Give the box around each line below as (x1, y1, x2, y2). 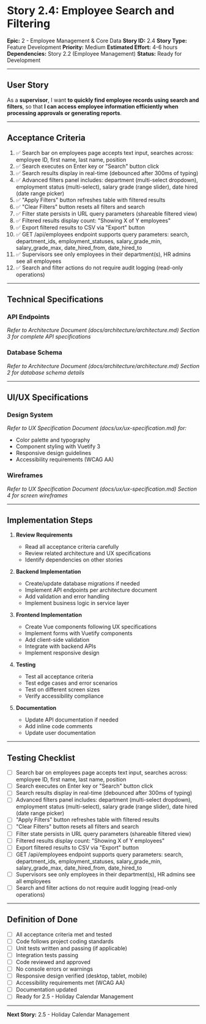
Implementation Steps (7, 515, 94, 525)
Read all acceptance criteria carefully (24, 543, 119, 551)
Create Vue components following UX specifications (24, 623, 157, 631)
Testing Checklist (7, 753, 75, 763)
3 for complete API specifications (7, 333, 91, 341)
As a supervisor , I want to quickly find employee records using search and (7, 96, 199, 104)
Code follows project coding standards (15, 938, 114, 945)
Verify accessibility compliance (24, 693, 104, 700)
